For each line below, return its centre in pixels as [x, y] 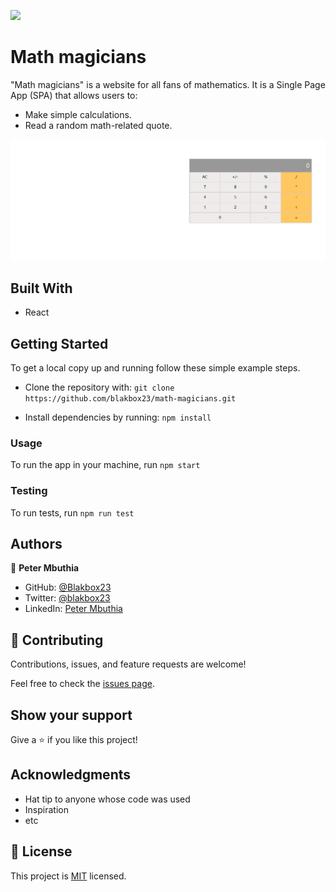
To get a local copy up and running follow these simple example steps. [155, 367]
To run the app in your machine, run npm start [105, 465]
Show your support [71, 715]
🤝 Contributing [57, 640]
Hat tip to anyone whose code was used [107, 799]
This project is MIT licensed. [68, 876]
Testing [29, 491]
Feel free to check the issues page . [82, 684]
